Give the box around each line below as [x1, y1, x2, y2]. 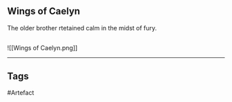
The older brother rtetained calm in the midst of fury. [7, 23, 157, 32]
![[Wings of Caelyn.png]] [7, 44, 78, 52]
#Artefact [7, 89, 35, 97]
